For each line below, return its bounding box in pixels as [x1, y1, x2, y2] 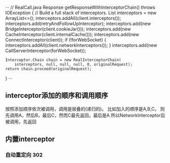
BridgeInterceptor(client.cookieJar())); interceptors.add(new [5, 26, 131, 32]
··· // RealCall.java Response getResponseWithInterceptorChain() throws [5, 5, 156, 10]
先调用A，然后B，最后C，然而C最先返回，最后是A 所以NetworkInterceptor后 [5, 112, 165, 118]
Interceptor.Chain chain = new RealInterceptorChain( [5, 58, 122, 63]
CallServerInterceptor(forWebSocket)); [5, 48, 86, 53]
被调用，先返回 [5, 118, 37, 124]
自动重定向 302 [5, 151, 43, 158]
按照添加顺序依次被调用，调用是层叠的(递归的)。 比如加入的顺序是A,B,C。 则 [5, 105, 165, 112]
